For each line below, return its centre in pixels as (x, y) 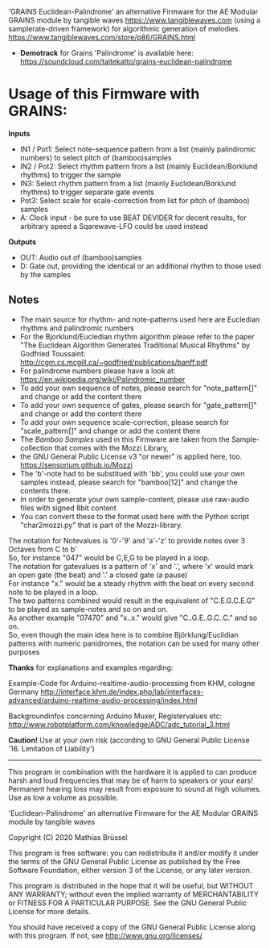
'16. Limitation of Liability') (51, 748)
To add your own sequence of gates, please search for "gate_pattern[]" (138, 405)
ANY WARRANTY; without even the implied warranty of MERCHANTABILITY (134, 894)
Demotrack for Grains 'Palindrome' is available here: (107, 53)
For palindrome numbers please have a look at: (98, 371)
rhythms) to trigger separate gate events (87, 192)
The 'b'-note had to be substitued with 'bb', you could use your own (132, 473)
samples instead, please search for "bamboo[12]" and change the (129, 482)
